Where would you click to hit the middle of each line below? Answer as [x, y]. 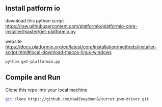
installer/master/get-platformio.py [40, 31]
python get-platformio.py [33, 61]
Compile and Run [33, 78]
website [13, 41]
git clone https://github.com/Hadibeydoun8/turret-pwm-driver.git [77, 99]
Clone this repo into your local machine [46, 90]
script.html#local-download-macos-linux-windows [59, 52]
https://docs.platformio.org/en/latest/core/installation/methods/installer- [81, 47]
